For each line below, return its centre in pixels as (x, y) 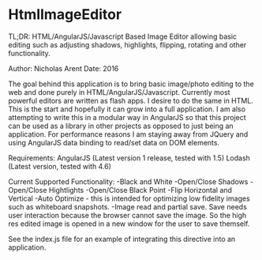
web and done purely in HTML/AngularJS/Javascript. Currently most (119, 92)
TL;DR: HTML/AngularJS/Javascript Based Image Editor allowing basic (123, 36)
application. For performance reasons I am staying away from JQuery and (128, 134)
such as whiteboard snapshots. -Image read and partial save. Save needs (127, 206)
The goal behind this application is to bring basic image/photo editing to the (131, 84)
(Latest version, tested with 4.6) (60, 166)
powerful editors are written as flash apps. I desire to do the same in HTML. (131, 100)
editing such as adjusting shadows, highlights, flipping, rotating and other (127, 44)
